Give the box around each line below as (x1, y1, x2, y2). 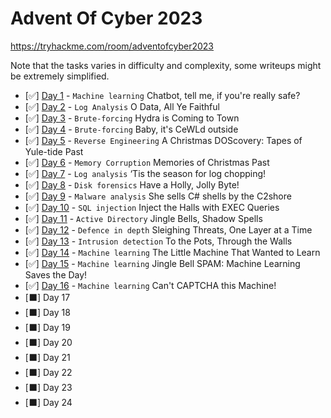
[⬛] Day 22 (24, 366, 73, 378)
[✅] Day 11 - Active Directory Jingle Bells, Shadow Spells (24, 212, 263, 224)
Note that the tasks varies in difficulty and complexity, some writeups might (10, 59, 322, 71)
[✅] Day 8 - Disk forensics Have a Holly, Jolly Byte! (24, 178, 240, 191)
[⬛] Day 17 (24, 291, 71, 303)
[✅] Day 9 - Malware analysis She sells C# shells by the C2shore (24, 190, 292, 202)
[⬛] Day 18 (24, 306, 71, 318)
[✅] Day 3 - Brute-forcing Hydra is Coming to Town (24, 112, 240, 124)
